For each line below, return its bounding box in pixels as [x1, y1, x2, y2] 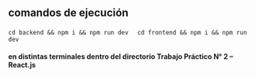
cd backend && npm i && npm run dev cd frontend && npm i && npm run [8, 28, 247, 36]
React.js [8, 60, 36, 70]
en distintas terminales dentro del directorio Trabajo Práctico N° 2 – [8, 52, 234, 61]
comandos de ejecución [8, 6, 129, 20]
